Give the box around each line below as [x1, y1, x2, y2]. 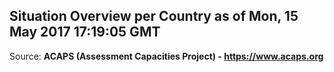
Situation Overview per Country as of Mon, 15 [9, 8, 299, 25]
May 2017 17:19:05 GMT [9, 24, 161, 41]
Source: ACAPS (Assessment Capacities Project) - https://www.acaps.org [9, 50, 324, 62]
